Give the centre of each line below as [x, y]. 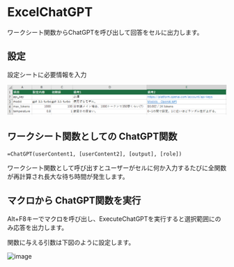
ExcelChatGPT [50, 12]
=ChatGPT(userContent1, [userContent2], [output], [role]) [95, 154]
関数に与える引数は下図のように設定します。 [71, 242]
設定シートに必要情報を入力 [47, 75]
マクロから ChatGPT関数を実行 [74, 200]
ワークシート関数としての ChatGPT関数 [92, 136]
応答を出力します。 [40, 227]
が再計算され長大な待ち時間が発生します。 [68, 176]
